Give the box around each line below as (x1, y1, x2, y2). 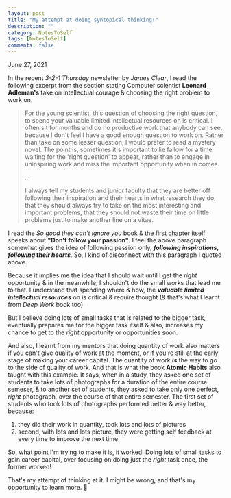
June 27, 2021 (8, 61, 47, 69)
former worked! (8, 463, 52, 471)
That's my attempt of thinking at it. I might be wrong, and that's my (8, 476, 196, 484)
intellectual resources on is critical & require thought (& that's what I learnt (8, 293, 220, 301)
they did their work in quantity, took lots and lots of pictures (17, 421, 186, 428)
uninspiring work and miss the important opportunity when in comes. (24, 160, 220, 168)
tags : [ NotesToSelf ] (8, 36, 67, 42)
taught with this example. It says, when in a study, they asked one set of (8, 371, 211, 379)
